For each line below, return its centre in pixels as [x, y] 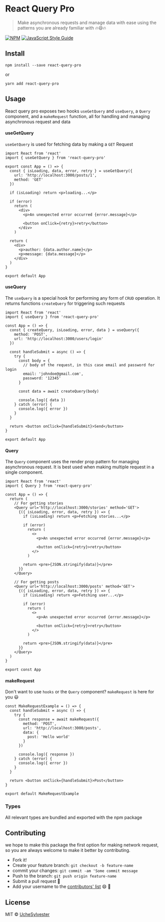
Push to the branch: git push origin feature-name [65, 876]
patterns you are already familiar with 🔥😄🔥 [62, 28]
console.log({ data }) [42, 400]
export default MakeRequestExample [42, 794]
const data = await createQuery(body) [59, 391]
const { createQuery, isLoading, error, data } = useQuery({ [75, 330]
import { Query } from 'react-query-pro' [49, 486]
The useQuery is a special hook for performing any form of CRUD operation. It [83, 298]
